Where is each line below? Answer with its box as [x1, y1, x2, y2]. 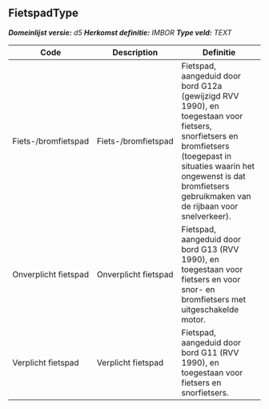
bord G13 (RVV [181, 244, 239, 255]
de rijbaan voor [181, 200, 239, 212]
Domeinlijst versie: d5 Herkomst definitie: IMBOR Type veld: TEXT [8, 27, 232, 37]
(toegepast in [181, 150, 232, 161]
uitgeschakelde [181, 304, 239, 315]
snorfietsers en [181, 130, 239, 141]
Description [112, 47, 159, 58]
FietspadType [8, 6, 78, 20]
